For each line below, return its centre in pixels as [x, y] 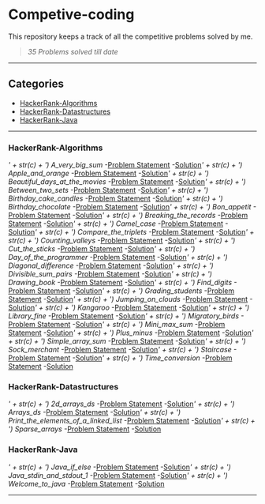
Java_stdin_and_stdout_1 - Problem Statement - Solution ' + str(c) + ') [118, 475]
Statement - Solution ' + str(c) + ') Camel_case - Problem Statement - [118, 224]
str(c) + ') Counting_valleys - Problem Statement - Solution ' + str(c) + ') [122, 241]
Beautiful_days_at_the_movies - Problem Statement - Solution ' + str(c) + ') [127, 182]
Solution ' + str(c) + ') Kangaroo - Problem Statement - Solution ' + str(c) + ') [129, 308]
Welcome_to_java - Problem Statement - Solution [86, 483]
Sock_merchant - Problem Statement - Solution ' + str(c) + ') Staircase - [123, 350]
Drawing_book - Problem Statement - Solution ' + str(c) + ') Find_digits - [123, 283]
